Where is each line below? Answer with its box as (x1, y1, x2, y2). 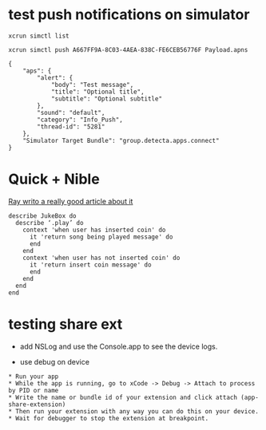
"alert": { (37, 73, 73, 81)
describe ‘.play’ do (15, 219, 84, 227)
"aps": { (22, 66, 52, 75)
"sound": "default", (37, 108, 105, 116)
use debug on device (19, 357, 90, 366)
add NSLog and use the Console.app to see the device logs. (19, 341, 218, 351)
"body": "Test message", (50, 81, 134, 89)
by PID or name (8, 386, 59, 394)
